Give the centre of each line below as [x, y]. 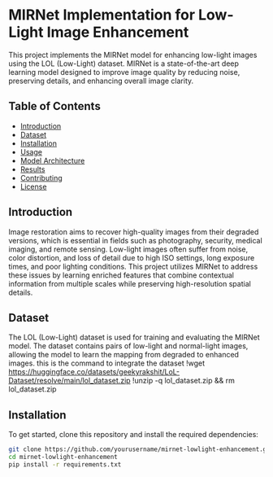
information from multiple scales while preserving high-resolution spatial [130, 283]
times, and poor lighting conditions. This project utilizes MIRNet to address [133, 266]
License [33, 186]
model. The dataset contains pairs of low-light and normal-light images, [128, 346]
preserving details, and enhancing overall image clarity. [101, 81]
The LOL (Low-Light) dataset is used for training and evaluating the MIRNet [134, 337]
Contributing [41, 177]
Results [32, 169]
